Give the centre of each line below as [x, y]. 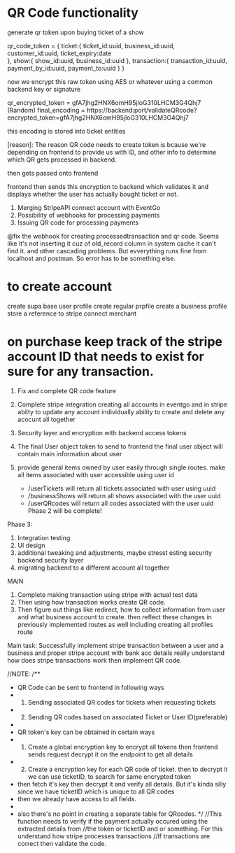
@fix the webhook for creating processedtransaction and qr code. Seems [113, 236]
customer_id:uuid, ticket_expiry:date [59, 53]
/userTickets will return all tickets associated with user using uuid [122, 488]
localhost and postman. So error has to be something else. [92, 258]
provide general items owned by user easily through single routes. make [121, 467]
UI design [31, 545]
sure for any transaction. [80, 372]
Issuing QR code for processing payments [78, 223]
